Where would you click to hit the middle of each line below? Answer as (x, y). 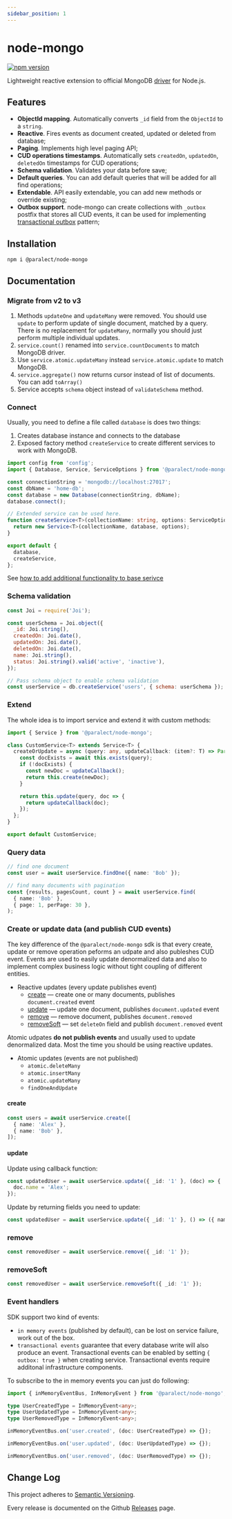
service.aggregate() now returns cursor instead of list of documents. (116, 374)
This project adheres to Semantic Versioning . (71, 1494)
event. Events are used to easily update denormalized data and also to (107, 959)
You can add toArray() (50, 382)
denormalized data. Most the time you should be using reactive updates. (110, 1045)
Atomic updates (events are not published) (78, 1058)
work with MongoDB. (47, 450)
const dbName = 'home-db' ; (46, 488)
